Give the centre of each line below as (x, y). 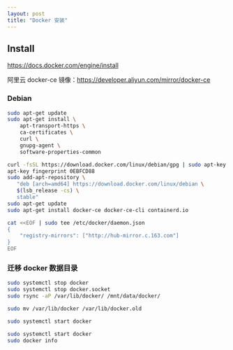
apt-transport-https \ (53, 126)
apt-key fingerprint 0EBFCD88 (51, 171)
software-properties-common (60, 152)
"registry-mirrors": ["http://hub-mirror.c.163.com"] (99, 236)
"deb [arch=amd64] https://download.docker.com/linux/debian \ (110, 184)
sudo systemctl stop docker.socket (59, 290)
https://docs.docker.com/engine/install (63, 65)
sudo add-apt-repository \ (46, 178)
